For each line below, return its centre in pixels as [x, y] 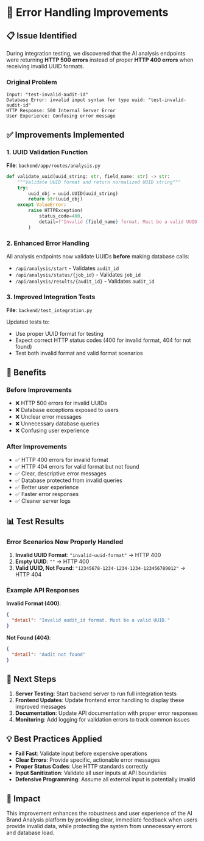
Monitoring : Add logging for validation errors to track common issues [102, 720]
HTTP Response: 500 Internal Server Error [61, 111]
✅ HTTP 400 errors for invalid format [62, 460]
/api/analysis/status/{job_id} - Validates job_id [78, 275]
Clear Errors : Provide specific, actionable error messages [87, 760]
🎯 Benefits [26, 372]
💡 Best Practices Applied [54, 739]
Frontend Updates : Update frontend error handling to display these [100, 700]
